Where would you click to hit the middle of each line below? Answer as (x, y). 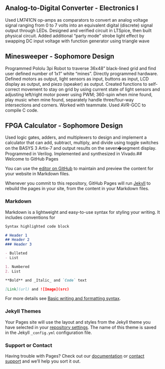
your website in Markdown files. (37, 174)
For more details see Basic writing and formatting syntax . (63, 299)
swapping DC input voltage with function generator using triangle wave (77, 41)
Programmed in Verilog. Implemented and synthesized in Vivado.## (74, 154)
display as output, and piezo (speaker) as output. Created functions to (76, 84)
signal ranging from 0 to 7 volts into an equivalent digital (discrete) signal (79, 25)
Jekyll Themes (23, 311)
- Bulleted (16, 253)
